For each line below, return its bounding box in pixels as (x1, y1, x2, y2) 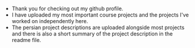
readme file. (11, 37, 41, 43)
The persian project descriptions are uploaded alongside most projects (11, 24, 185, 31)
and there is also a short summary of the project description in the (11, 30, 173, 37)
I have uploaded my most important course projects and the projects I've (11, 11, 189, 18)
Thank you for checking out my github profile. (11, 5, 123, 12)
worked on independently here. (11, 18, 89, 24)
